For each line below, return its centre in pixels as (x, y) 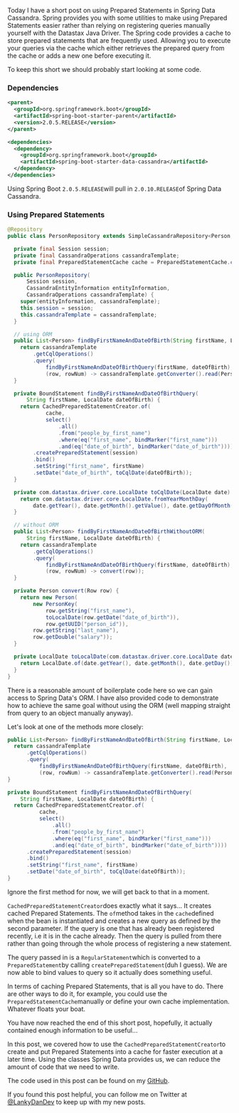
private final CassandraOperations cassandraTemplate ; (97, 256)
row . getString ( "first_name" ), (90, 611)
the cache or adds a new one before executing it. (79, 56)
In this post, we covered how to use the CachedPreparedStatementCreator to (117, 1044)
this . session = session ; (57, 308)
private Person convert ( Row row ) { (67, 591)
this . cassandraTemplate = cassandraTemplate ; (89, 315)
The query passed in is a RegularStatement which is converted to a (104, 957)
